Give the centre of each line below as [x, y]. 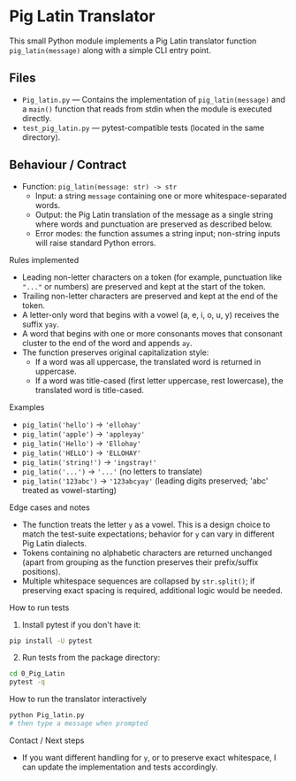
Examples [27, 407]
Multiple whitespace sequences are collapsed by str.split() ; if [138, 581]
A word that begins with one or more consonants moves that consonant [152, 333]
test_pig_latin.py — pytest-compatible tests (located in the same [143, 128]
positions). [41, 571]
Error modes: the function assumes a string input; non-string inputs [158, 233]
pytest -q [27, 682]
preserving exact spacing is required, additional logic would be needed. [152, 590]
